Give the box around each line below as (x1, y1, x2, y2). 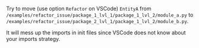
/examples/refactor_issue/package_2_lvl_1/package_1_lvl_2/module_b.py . (6, 18, 189, 24)
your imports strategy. (6, 36, 61, 42)
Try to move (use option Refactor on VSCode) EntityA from (6, 5, 151, 12)
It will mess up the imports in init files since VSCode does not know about (6, 29, 186, 36)
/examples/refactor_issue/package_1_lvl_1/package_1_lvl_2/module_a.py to (6, 11, 194, 18)
